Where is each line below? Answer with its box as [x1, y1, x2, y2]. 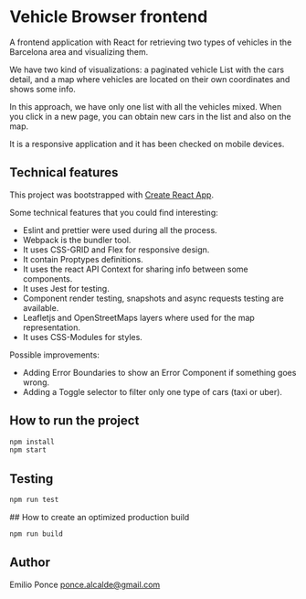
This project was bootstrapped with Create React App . [9, 189, 215, 200]
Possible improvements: [9, 349, 100, 360]
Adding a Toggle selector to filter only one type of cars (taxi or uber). [22, 386, 283, 397]
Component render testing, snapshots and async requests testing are [22, 293, 285, 304]
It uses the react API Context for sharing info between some [22, 263, 248, 274]
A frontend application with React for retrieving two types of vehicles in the [9, 37, 292, 48]
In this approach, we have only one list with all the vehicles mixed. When [9, 101, 282, 112]
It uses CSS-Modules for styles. [22, 331, 143, 342]
